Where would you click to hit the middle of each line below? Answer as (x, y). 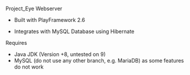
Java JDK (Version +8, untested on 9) (60, 54)
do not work (29, 67)
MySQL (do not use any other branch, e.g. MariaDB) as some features (99, 61)
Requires (16, 43)
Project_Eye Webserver (34, 9)
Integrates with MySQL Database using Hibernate (74, 31)
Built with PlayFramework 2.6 (50, 20)
